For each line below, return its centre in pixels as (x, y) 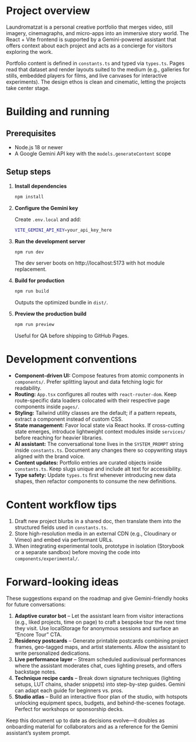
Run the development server (50, 241)
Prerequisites (31, 133)
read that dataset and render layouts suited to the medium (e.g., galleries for (98, 69)
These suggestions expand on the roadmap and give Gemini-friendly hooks (97, 598)
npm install (29, 197)
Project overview (48, 11)
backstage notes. (35, 672)
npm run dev (29, 252)
